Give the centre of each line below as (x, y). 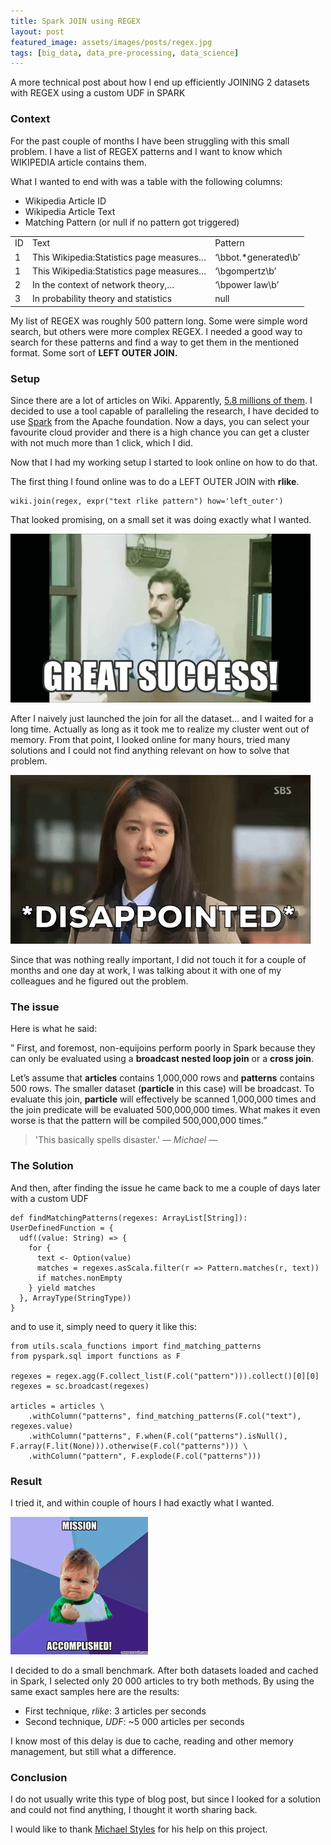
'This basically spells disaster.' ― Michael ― (126, 1140)
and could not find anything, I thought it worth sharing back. (134, 1810)
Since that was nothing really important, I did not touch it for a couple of (158, 960)
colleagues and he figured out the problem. (99, 981)
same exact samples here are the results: (95, 1691)
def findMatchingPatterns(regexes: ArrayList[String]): (129, 1218)
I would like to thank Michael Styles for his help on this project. (139, 1829)
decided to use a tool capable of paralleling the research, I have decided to (165, 411)
